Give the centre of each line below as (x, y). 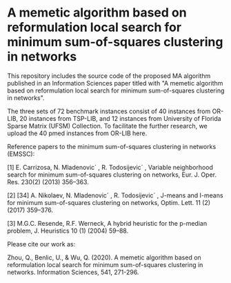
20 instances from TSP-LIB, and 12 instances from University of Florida (121, 118)
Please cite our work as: (41, 244)
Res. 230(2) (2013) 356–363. (48, 182)
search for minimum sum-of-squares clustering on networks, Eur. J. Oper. (112, 175)
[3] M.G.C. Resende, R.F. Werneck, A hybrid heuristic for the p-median (107, 223)
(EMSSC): (21, 154)
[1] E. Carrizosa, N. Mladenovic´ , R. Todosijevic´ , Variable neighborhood (110, 167)
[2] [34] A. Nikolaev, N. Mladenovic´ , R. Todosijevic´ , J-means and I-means (115, 195)
